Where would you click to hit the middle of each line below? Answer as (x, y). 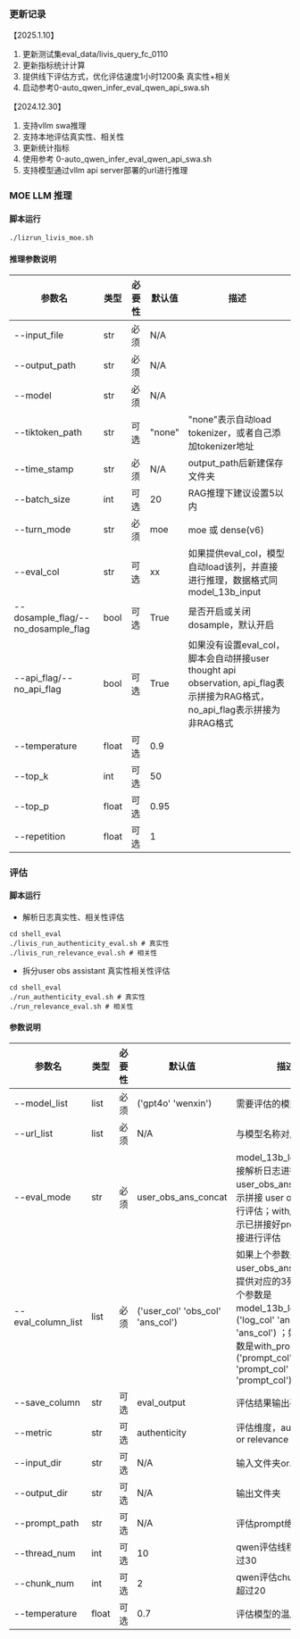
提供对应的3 (262, 1281)
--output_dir (41, 1493)
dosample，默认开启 (231, 624)
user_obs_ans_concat (182, 1197)
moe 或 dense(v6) (226, 530)
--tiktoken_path (48, 432)
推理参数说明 (33, 259)
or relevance (262, 1439)
